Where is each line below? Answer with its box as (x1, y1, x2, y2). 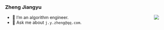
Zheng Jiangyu (5, 4, 42, 10)
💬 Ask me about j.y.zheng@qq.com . (12, 20, 82, 25)
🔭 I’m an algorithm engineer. (12, 15, 69, 20)
